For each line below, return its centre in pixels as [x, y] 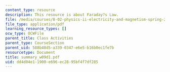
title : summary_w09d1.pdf [32, 57]
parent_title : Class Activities [39, 39]
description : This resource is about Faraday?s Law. [62, 15]
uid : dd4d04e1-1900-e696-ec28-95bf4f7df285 [52, 62]
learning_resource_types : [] [36, 29]
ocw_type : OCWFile [25, 33]
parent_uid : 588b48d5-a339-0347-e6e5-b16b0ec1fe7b [60, 48]
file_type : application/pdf [35, 24]
